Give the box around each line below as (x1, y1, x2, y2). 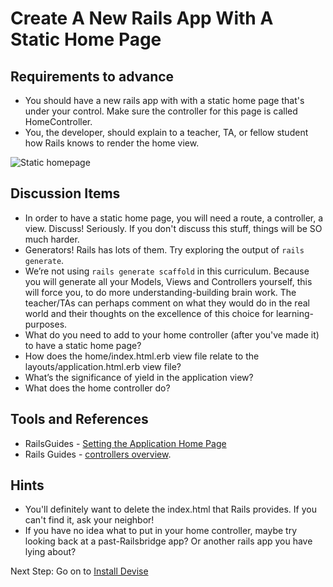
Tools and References (10, 411, 149, 428)
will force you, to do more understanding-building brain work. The (24, 286, 297, 298)
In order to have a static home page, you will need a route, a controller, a (24, 212, 324, 224)
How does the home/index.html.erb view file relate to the (24, 350, 260, 362)
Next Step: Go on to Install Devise (10, 565, 149, 577)
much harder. (24, 233, 80, 245)
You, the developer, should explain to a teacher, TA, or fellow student (24, 127, 309, 138)
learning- (276, 307, 315, 319)
